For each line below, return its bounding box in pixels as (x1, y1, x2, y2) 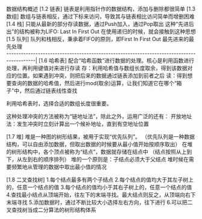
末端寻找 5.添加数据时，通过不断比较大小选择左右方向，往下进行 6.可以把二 (6, 198, 193, 206)
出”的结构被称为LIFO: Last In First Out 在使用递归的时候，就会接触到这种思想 (6, 28, 196, 35)
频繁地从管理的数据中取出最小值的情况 (11, 163, 107, 170)
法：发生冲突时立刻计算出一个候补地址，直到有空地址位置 (6, 120, 149, 127)
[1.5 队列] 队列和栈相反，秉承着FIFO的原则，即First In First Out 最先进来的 (6, 36, 189, 42)
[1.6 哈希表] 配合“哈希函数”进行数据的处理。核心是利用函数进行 (38, 57, 195, 64)
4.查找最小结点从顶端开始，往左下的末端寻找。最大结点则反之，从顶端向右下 (6, 191, 196, 198)
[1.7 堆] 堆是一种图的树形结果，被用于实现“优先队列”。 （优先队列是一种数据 (6, 133, 195, 140)
